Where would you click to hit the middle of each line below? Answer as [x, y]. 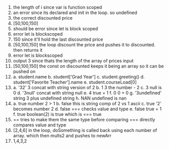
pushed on [24, 71]
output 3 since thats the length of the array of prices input [73, 61]
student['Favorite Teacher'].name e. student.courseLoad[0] [75, 82]
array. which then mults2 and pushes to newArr [62, 136]
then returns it [28, 50]
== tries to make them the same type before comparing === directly [84, 120]
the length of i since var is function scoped [58, 7]
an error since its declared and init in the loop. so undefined [75, 13]
